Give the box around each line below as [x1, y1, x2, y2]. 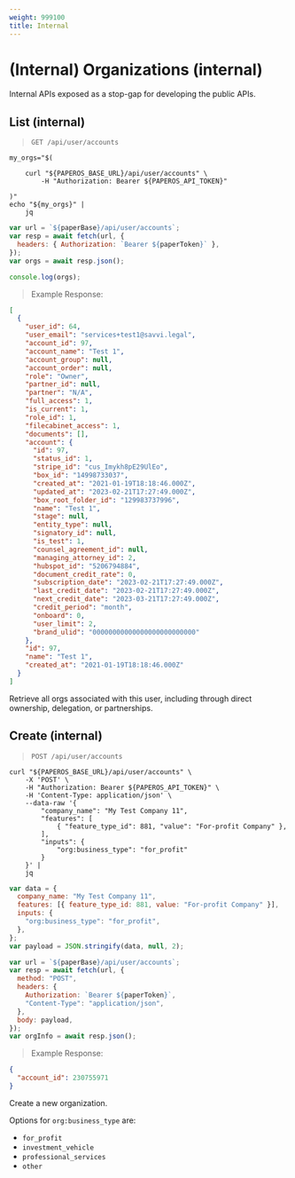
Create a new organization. [9, 1097, 108, 1108]
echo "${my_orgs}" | [9, 201, 86, 210]
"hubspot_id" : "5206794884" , [32, 561, 141, 571]
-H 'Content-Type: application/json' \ [25, 791, 173, 800]
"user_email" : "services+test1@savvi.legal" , [25, 330, 197, 340]
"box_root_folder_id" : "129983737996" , [32, 495, 180, 504]
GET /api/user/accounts [30, 138, 120, 147]
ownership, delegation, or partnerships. [9, 702, 153, 713]
